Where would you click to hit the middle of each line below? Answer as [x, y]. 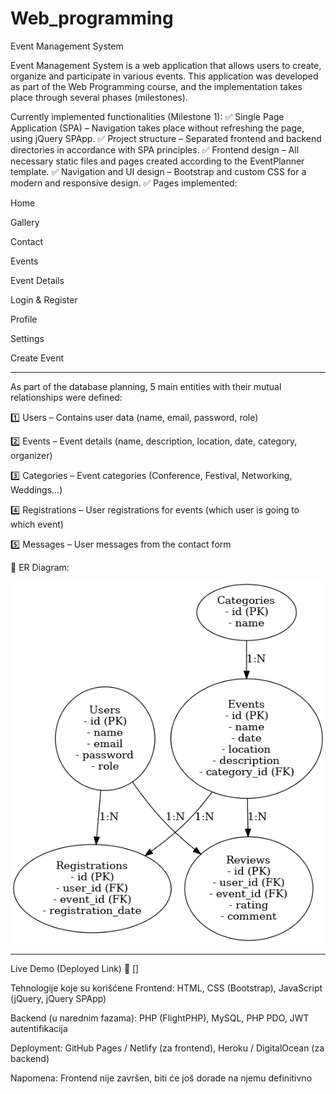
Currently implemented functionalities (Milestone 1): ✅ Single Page [147, 116]
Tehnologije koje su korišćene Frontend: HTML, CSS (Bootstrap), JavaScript [166, 988]
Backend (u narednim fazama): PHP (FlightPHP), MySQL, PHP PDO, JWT [160, 1018]
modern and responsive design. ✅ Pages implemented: [124, 183]
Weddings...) [36, 489]
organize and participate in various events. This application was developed [164, 76]
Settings [27, 338]
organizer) [31, 455]
